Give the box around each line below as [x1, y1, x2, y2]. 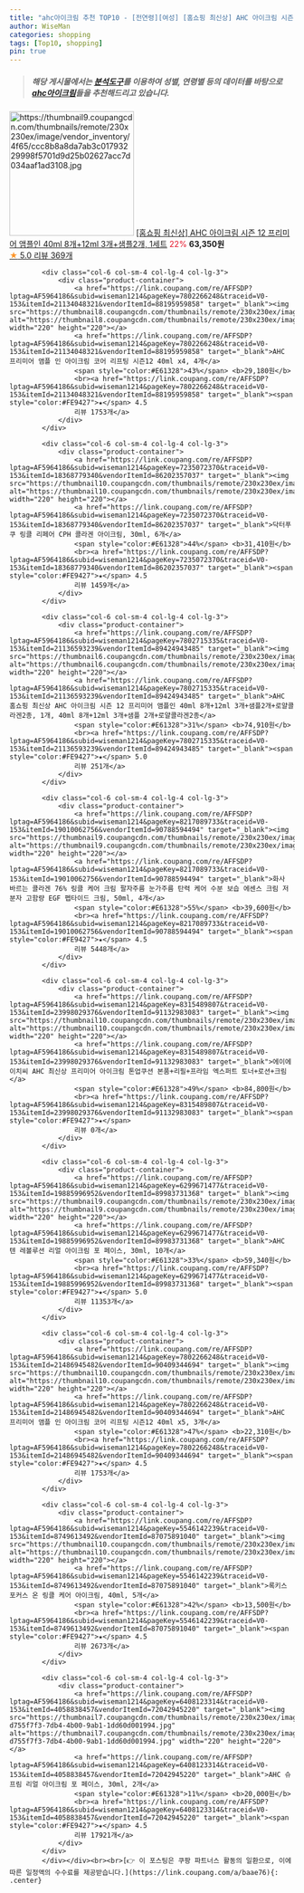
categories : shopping [9, 30, 91, 39]
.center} [9, 1876, 43, 1886]
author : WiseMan [9, 22, 71, 31]
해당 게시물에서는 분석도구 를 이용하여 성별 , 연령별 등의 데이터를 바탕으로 [31, 76, 283, 87]
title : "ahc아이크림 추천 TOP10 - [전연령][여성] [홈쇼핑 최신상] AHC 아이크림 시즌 [9, 13, 294, 23]
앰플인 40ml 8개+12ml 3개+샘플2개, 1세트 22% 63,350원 [18, 239, 224, 250]
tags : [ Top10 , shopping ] [9, 38, 103, 48]
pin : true [9, 47, 47, 56]
